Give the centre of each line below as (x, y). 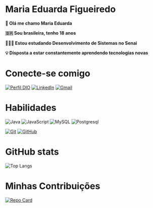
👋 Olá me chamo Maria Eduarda (39, 23)
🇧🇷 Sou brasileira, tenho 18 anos (41, 33)
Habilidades (31, 108)
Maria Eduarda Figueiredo (61, 9)
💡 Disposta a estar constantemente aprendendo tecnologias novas (77, 53)
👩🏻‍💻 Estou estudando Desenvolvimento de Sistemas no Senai (71, 43)
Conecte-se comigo (48, 74)
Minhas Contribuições (53, 186)
